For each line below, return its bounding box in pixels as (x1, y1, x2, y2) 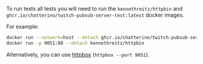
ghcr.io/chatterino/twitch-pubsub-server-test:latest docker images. (6, 11, 184, 19)
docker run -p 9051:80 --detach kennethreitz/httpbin (6, 40, 145, 46)
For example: (6, 23, 39, 30)
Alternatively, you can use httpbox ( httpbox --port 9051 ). (6, 51, 150, 58)
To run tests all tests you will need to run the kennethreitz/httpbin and (6, 5, 183, 12)
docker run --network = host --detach (6, 35, 98, 41)
